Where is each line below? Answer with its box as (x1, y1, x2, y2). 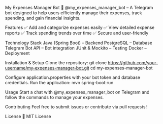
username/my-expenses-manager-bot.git (5, 65, 90, 71)
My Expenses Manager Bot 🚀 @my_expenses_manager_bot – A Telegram (5, 5, 154, 10)
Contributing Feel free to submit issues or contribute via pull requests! (5, 104, 147, 110)
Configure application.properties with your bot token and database (5, 74, 140, 80)
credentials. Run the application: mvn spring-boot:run (5, 80, 114, 85)
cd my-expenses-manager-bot (90, 65, 153, 71)
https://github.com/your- (107, 60, 159, 66)
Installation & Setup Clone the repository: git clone (5, 60, 107, 66)
